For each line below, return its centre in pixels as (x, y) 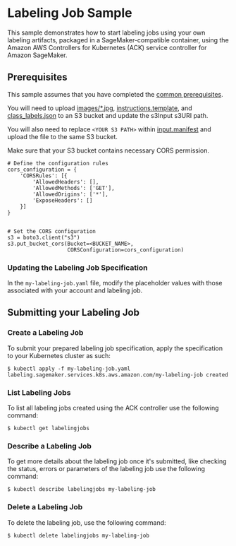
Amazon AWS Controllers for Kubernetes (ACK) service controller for (107, 47)
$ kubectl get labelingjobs (49, 429)
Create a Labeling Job (45, 333)
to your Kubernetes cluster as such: (59, 355)
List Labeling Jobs (39, 392)
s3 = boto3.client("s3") (44, 237)
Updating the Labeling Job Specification (77, 268)
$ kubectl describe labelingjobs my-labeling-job (82, 489)
